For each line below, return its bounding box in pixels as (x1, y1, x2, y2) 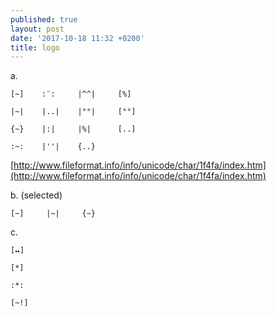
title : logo (10, 42, 60, 53)
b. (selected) (10, 189, 63, 201)
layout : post (10, 24, 65, 34)
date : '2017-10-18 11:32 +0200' (10, 33, 145, 43)
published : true (10, 14, 78, 25)
